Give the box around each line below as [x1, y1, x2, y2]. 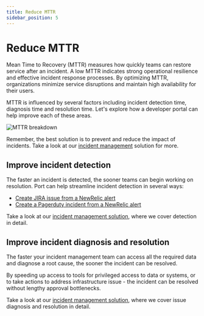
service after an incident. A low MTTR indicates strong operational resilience [6, 68, 198, 75]
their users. [6, 87, 35, 95]
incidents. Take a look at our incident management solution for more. [6, 142, 179, 150]
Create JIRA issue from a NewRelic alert [15, 194, 116, 202]
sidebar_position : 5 [6, 15, 59, 21]
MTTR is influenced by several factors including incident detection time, [6, 99, 187, 106]
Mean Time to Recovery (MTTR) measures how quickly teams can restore [6, 61, 192, 68]
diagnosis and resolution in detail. [6, 303, 91, 310]
